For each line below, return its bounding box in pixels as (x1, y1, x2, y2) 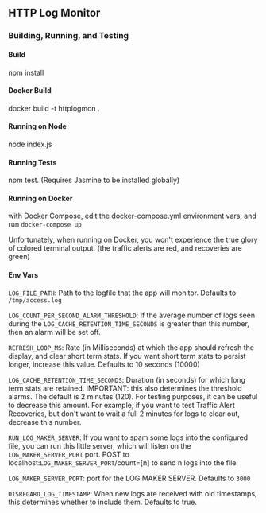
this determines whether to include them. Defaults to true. (8, 497, 197, 507)
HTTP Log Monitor (8, 6, 101, 20)
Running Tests (8, 157, 57, 167)
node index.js (8, 139, 52, 149)
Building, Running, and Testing (8, 30, 129, 41)
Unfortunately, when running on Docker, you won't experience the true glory (8, 235, 258, 245)
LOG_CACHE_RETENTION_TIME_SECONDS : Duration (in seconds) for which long (8, 375, 246, 384)
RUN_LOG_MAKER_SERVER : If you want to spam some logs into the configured (8, 433, 249, 442)
